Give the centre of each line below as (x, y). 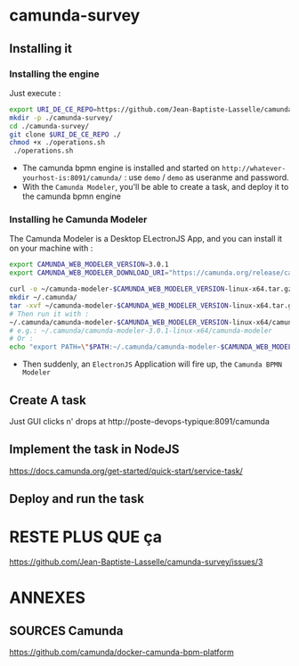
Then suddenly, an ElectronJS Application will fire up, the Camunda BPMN (152, 364)
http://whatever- (254, 169)
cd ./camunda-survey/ (49, 126)
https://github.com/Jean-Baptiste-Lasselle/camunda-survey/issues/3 (136, 562)
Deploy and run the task (77, 499)
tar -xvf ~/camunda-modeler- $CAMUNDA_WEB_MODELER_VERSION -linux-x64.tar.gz (153, 305)
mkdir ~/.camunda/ (43, 298)
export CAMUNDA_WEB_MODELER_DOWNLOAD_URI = (89, 273)
